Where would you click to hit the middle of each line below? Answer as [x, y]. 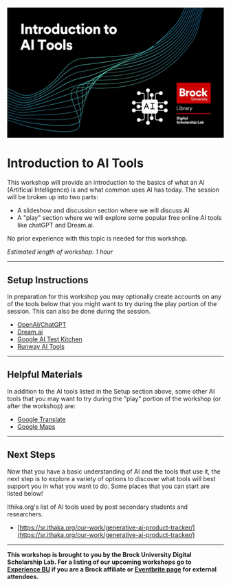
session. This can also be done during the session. [79, 311]
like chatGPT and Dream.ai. [56, 225]
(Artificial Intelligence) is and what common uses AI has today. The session [113, 190]
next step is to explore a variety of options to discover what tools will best [111, 478]
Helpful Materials [45, 375]
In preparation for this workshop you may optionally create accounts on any [114, 296]
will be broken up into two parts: [53, 197]
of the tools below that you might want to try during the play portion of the [112, 303]
